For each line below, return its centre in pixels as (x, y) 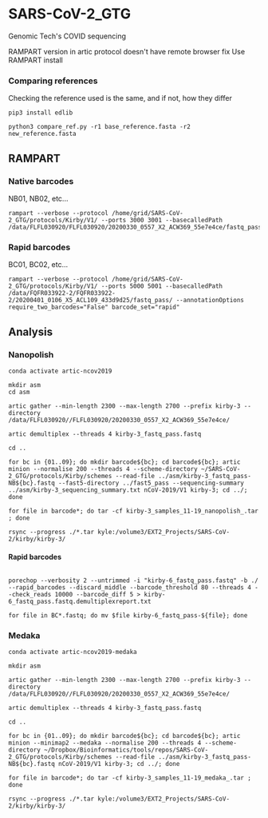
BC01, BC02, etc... (38, 265)
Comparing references (53, 81)
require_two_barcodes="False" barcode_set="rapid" (94, 307)
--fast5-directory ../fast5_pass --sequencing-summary (152, 483)
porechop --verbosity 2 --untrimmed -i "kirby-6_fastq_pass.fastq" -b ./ (134, 581)
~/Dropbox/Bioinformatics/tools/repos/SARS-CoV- (126, 750)
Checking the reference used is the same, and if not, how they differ (120, 98)
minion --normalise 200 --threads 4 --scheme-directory (103, 469)
